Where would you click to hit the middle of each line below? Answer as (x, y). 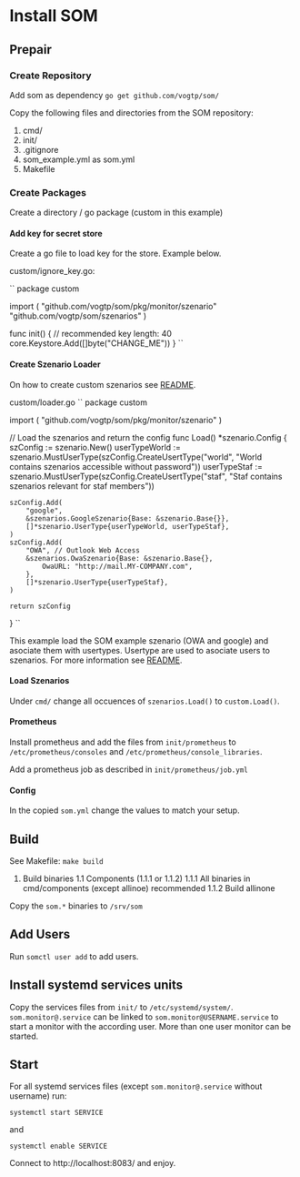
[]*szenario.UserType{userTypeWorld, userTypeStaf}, (128, 526)
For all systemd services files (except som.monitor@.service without (136, 1086)
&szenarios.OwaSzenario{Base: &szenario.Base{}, (120, 558)
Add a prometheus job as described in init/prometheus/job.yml (129, 769)
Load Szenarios (40, 681)
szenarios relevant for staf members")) (82, 486)
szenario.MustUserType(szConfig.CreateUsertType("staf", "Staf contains (146, 476)
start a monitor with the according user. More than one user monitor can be (150, 1026)
